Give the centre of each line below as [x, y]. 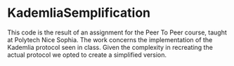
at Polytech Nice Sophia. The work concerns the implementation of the [110, 39]
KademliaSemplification [79, 13]
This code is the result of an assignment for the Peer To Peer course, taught [117, 32]
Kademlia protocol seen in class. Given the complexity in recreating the [110, 47]
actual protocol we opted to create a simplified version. [87, 55]
